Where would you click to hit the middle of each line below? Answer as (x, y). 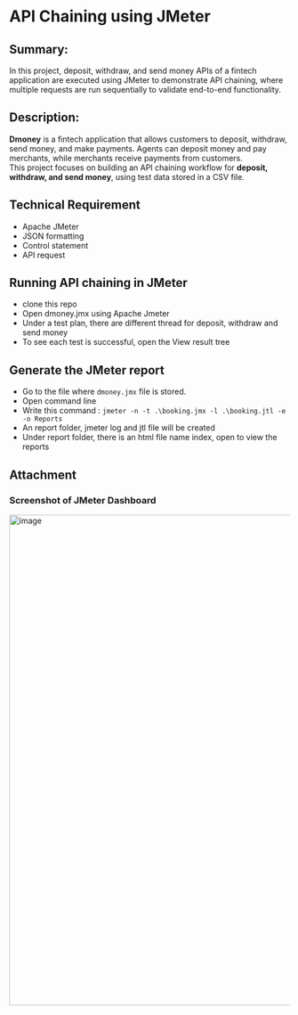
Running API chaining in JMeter (99, 283)
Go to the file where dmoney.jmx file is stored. (104, 392)
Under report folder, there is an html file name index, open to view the (149, 438)
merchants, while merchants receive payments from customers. (126, 158)
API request (44, 255)
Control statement (55, 245)
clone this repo (49, 304)
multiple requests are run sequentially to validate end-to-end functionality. (145, 90)
